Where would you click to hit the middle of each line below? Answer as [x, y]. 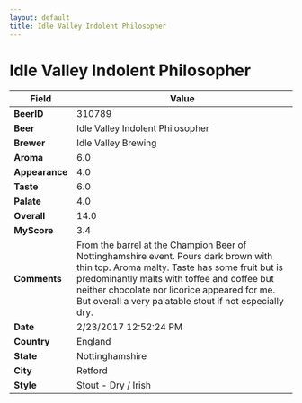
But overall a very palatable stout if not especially [180, 302]
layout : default [40, 18]
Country [32, 342]
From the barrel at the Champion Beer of [161, 245]
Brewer [30, 143]
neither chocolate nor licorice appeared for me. [176, 290]
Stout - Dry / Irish [113, 385]
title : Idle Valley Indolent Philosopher [88, 26]
